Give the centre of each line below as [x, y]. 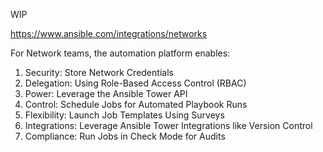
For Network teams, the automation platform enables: [120, 53]
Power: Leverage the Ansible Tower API [106, 93]
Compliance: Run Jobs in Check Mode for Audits [125, 136]
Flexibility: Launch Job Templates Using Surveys [124, 115]
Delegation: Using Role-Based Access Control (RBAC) [135, 83]
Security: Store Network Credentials [99, 72]
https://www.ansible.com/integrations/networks [109, 33]
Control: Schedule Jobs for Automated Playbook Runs [136, 104]
